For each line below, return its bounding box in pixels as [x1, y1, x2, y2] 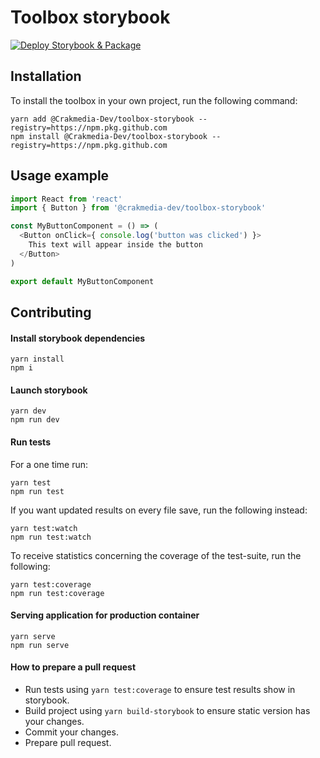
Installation [10, 68, 82, 85]
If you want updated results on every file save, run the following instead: [10, 504, 308, 516]
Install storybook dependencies [10, 332, 146, 344]
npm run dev [10, 415, 60, 425]
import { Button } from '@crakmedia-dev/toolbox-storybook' [10, 203, 267, 213]
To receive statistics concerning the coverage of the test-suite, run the [10, 549, 302, 561]
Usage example [10, 167, 110, 185]
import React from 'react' [10, 194, 123, 204]
